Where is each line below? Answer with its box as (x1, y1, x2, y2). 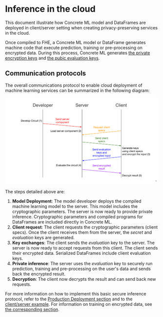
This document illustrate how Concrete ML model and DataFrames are (5, 20, 146, 25)
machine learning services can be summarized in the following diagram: (5, 87, 150, 93)
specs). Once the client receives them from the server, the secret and (12, 229, 152, 235)
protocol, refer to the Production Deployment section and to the (5, 296, 133, 302)
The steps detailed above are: (5, 188, 65, 194)
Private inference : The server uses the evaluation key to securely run (12, 260, 153, 266)
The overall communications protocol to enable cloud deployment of (5, 82, 143, 88)
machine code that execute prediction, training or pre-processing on (5, 45, 143, 50)
